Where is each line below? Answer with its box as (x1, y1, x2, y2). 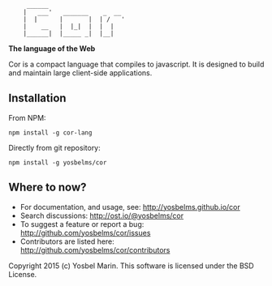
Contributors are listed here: (19, 237, 115, 246)
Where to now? (8, 181, 87, 194)
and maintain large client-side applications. (8, 68, 153, 78)
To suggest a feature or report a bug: (19, 219, 145, 228)
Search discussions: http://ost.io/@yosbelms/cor (19, 211, 184, 220)
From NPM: (8, 113, 46, 122)
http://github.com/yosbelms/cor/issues (19, 228, 151, 237)
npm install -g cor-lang (8, 128, 93, 137)
